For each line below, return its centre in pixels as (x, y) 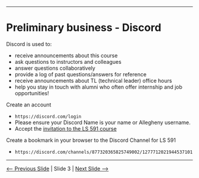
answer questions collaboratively (55, 68)
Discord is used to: (29, 44)
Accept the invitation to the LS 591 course (66, 128)
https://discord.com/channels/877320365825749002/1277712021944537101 (104, 152)
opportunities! (32, 93)
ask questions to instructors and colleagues (68, 62)
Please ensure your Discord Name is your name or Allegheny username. (102, 122)
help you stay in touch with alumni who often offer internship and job (98, 87)
